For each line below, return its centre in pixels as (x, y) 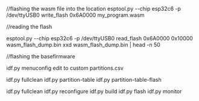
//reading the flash (29, 27)
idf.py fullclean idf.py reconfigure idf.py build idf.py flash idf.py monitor (94, 91)
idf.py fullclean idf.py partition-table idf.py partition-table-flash (84, 80)
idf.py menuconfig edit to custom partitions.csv (65, 68)
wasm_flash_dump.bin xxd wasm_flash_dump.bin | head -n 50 (84, 45)
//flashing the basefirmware (41, 56)
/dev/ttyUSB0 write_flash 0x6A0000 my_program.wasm (75, 15)
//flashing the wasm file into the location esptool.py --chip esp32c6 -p (93, 9)
